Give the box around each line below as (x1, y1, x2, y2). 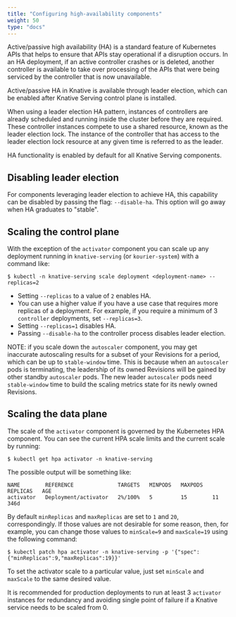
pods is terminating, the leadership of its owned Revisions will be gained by (7, 365, 226, 374)
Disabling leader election (7, 171, 120, 183)
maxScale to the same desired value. (7, 574, 111, 582)
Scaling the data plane (7, 408, 108, 420)
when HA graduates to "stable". (7, 205, 99, 214)
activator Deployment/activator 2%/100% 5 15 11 (7, 494, 219, 501)
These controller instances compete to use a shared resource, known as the (7, 123, 229, 131)
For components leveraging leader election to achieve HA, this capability (7, 190, 218, 199)
